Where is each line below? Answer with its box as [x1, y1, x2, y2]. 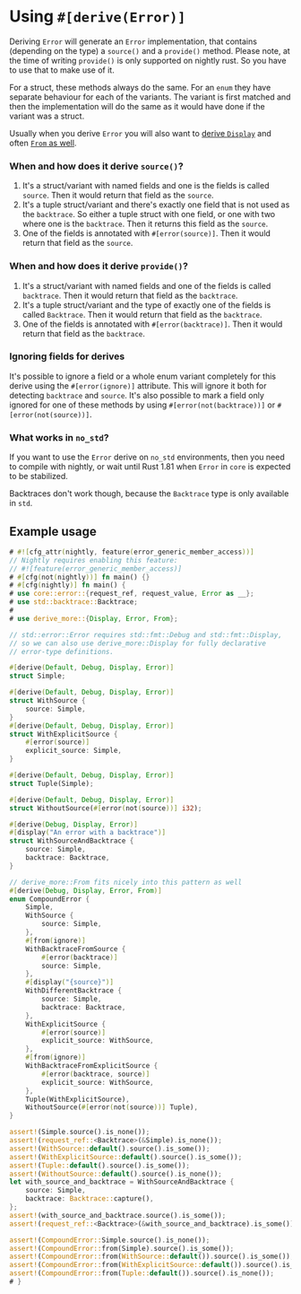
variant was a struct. [9, 110, 85, 121]
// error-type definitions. [9, 647, 115, 656]
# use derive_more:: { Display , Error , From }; [9, 614, 178, 623]
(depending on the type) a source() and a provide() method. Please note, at [9, 45, 291, 56]
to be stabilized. [9, 471, 69, 482]
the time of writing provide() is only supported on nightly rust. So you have [9, 55, 287, 66]
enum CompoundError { [9, 895, 90, 904]
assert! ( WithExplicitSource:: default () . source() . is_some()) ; [9, 1152, 243, 1161]
